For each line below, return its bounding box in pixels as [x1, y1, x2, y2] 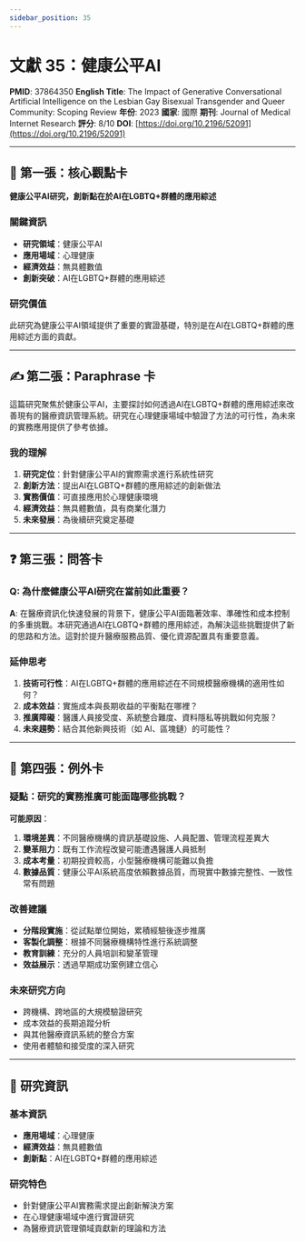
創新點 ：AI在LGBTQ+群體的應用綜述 [22, 1153, 158, 1164]
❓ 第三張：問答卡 [9, 552, 103, 567]
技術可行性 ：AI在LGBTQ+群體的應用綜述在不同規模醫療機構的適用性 [22, 678, 277, 689]
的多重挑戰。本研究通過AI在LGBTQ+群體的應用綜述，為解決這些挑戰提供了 [9, 619, 288, 630]
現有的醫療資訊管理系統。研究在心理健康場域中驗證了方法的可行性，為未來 [16, 410, 296, 421]
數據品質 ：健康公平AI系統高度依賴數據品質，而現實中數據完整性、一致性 [22, 866, 293, 877]
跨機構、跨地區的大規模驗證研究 [22, 1007, 143, 1017]
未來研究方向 [9, 984, 66, 997]
